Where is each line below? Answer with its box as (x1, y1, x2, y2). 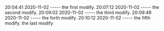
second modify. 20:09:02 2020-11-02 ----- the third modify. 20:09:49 (5, 9, 152, 15)
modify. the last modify (5, 20, 53, 26)
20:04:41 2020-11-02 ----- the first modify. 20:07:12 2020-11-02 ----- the (5, 4, 159, 10)
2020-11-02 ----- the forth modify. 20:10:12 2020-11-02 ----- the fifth (5, 15, 151, 20)
